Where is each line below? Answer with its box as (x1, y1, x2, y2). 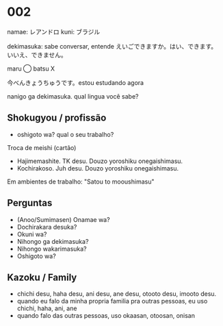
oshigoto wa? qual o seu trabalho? (16, 130, 114, 138)
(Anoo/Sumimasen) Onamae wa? (16, 215, 111, 223)
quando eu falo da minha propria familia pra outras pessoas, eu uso (16, 297, 208, 305)
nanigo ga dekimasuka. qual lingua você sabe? (7, 92, 139, 100)
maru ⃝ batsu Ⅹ (7, 64, 55, 73)
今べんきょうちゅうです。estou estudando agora (7, 78, 144, 86)
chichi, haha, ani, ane (16, 304, 77, 312)
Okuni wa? (16, 230, 47, 238)
